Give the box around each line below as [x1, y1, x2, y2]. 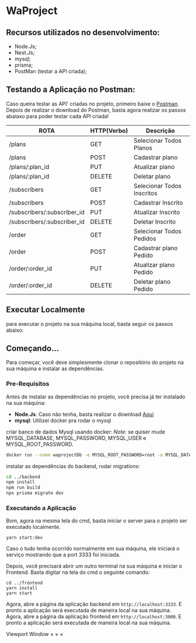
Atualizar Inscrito [134, 208, 180, 216]
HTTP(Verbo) [90, 126, 128, 135]
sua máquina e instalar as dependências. [6, 365, 104, 372]
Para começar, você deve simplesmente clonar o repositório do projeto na [6, 359, 184, 366]
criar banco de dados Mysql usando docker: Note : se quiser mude [6, 428, 165, 435]
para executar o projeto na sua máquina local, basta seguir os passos [6, 320, 173, 327]
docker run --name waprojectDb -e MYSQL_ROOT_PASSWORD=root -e [6, 452, 163, 458]
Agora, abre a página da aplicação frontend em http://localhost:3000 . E [6, 613, 182, 620]
